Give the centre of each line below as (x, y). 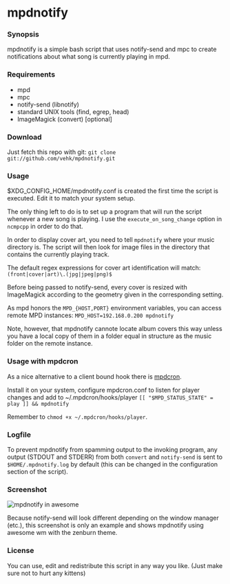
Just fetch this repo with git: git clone (62, 152)
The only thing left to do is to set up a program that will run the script (104, 211)
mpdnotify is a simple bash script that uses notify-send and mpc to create (112, 49)
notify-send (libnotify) (48, 104)
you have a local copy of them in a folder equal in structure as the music (109, 336)
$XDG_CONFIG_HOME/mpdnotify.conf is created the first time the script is (113, 191)
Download (25, 137)
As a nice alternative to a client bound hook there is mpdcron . (94, 376)
